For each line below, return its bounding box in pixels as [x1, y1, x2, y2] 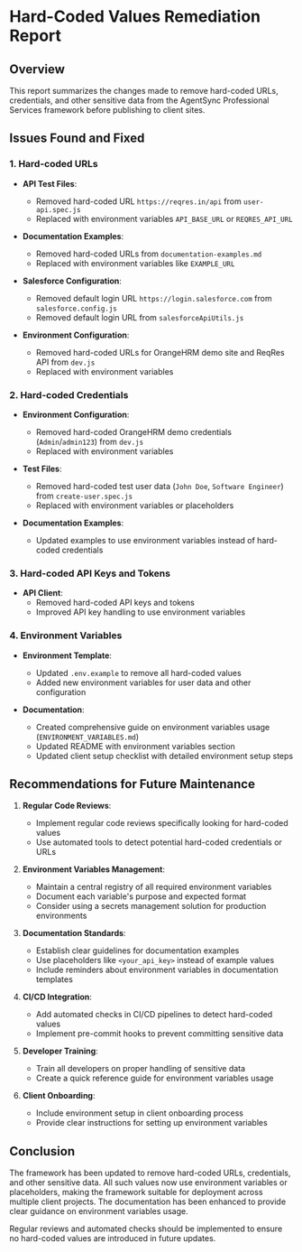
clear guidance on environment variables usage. [9, 1206, 188, 1217]
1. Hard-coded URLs [9, 158, 98, 171]
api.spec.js [35, 205, 81, 214]
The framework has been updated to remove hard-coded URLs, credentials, [9, 1167, 291, 1179]
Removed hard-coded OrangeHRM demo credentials [35, 426, 233, 437]
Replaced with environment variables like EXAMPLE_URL [35, 257, 235, 268]
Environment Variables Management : [22, 864, 165, 875]
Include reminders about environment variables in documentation [35, 964, 279, 976]
